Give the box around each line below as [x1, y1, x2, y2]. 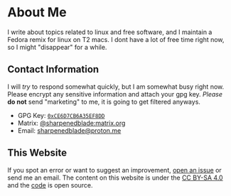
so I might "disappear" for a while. [7, 43, 107, 51]
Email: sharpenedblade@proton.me [17, 126, 122, 135]
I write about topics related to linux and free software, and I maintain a [7, 28, 213, 36]
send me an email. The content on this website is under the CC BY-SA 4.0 [7, 173, 223, 182]
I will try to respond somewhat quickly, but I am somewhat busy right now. [7, 82, 225, 91]
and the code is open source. [7, 180, 94, 189]
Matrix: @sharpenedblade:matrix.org [17, 119, 126, 127]
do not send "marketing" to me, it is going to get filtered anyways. [7, 97, 201, 106]
